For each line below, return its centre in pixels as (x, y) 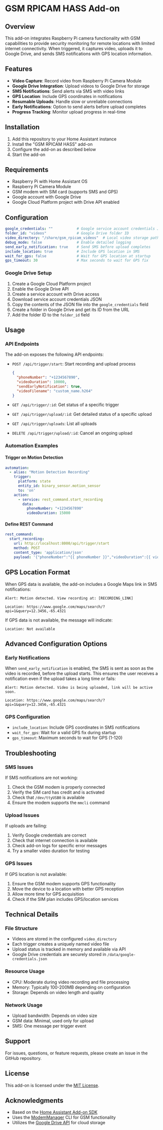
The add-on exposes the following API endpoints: (55, 354)
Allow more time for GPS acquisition (48, 894)
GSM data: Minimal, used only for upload (53, 1021)
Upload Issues (22, 816)
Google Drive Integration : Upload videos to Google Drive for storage (81, 86)
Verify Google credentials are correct (49, 835)
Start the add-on (29, 155)
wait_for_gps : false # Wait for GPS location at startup (78, 256)
